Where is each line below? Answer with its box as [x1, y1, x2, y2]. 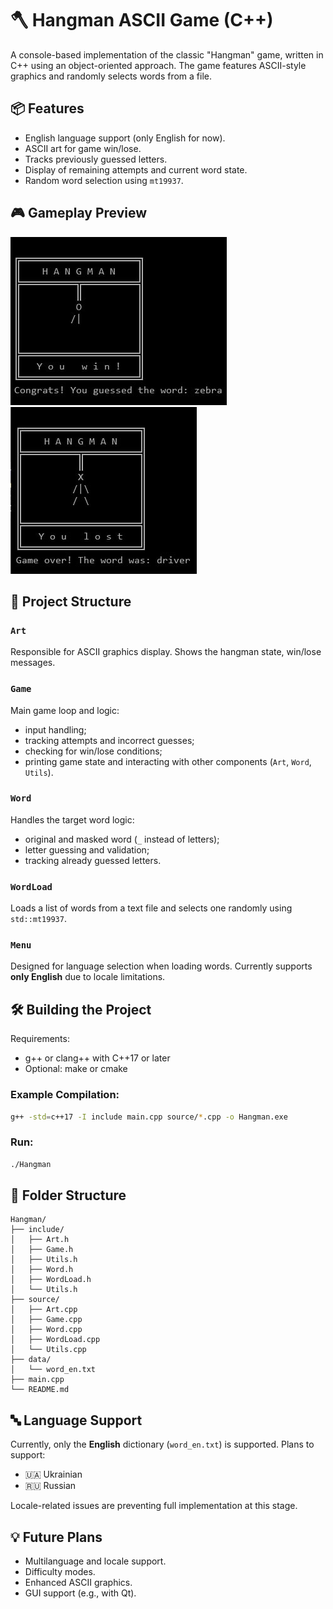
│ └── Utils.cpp [10, 1345, 87, 1355]
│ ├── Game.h [10, 1245, 74, 1255]
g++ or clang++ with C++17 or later [24, 1052, 171, 1064]
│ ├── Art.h [10, 1235, 70, 1245]
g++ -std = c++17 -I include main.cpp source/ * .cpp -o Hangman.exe [10, 1112, 288, 1122]
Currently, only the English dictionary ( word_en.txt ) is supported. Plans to [10, 1438, 315, 1451]
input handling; [24, 723, 87, 736]
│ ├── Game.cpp [10, 1315, 83, 1325]
